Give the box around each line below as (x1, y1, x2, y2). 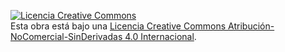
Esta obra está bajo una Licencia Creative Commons (10, 20, 227, 32)
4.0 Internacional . (124, 31, 197, 42)
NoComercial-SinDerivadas (10, 31, 123, 42)
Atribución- (228, 20, 275, 32)
